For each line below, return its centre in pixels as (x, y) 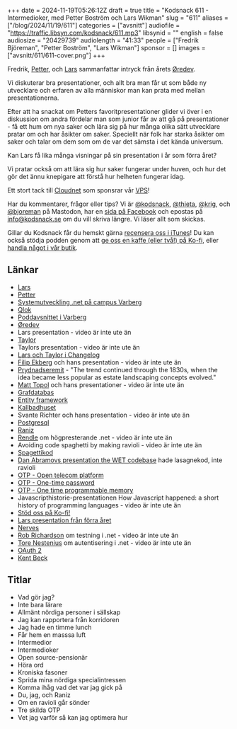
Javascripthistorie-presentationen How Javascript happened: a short (118, 498)
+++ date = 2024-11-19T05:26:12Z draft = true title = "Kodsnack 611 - (108, 10)
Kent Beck (33, 558)
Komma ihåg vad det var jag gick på (70, 687)
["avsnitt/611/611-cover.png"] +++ (57, 55)
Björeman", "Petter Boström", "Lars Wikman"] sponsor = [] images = (106, 48)
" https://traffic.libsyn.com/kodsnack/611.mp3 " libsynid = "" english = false (115, 33)
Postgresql (33, 422)
